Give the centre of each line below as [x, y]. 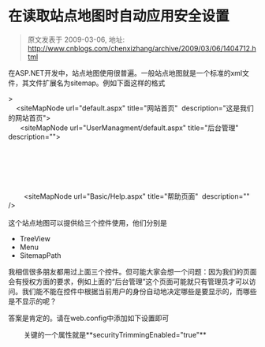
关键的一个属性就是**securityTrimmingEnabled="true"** [115, 334]
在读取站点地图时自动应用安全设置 [119, 16]
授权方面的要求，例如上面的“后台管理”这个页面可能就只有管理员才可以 [136, 282]
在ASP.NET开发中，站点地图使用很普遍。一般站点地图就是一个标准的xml [125, 73]
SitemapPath [40, 255]
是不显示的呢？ [32, 301]
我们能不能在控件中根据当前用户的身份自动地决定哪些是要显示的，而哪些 [139, 291]
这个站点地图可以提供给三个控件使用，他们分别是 [88, 222]
